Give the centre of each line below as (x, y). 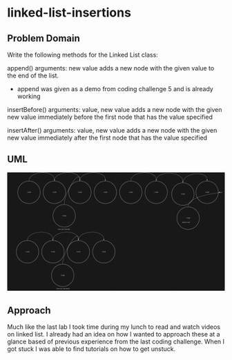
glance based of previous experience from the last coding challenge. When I (116, 342)
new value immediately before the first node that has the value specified (110, 117)
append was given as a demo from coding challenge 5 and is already (115, 89)
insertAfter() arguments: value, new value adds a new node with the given (112, 130)
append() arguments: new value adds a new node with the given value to (111, 68)
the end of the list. (33, 75)
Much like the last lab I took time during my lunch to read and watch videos (114, 327)
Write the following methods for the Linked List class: (83, 55)
